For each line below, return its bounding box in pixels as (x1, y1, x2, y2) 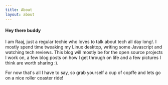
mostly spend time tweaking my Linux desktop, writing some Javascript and (5, 43, 162, 50)
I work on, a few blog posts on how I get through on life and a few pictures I (5, 54, 161, 60)
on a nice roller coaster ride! (5, 74, 64, 80)
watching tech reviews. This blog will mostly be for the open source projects (5, 49, 163, 55)
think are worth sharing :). (5, 59, 59, 65)
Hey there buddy (5, 27, 41, 33)
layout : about (5, 12, 35, 17)
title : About (5, 7, 33, 12)
